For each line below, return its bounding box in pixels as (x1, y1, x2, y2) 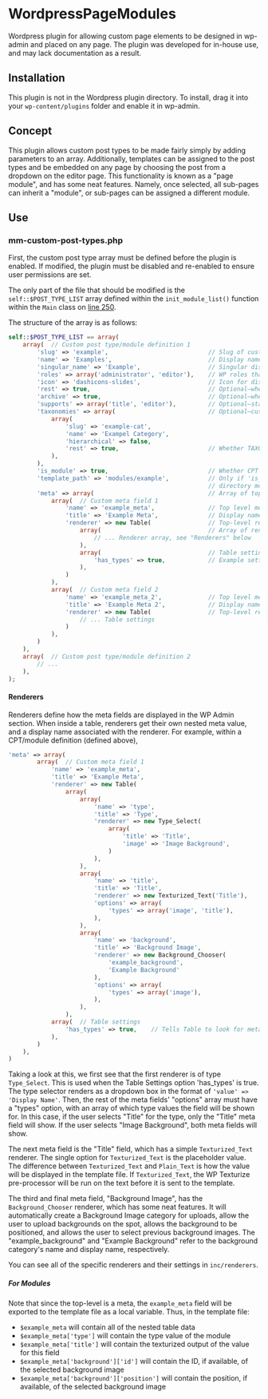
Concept (8, 125, 53, 138)
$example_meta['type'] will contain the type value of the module (19, 1331, 231, 1341)
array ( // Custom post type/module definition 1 (22, 341, 191, 349)
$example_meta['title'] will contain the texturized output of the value (19, 1339, 250, 1349)
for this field (19, 1348, 60, 1357)
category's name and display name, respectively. (8, 1245, 170, 1254)
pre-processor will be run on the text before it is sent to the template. (8, 1179, 235, 1188)
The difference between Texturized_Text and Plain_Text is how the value (8, 1161, 250, 1171)
